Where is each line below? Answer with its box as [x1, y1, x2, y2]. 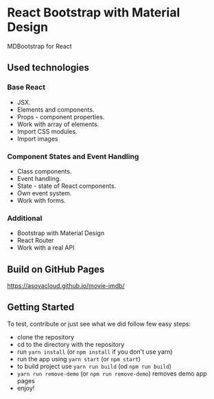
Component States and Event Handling [7, 152, 139, 161]
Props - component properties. [16, 112, 105, 121]
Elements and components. [16, 105, 95, 114]
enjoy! [16, 384, 35, 392]
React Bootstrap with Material [7, 5, 180, 21]
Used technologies [7, 62, 90, 73]
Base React [7, 82, 46, 92]
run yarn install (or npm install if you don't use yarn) [16, 348, 173, 356]
